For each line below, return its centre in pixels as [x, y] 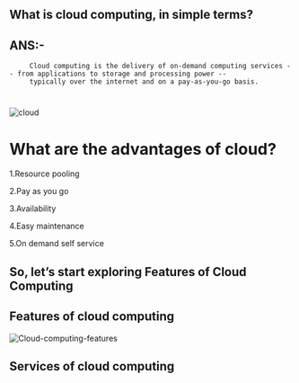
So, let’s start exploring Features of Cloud [128, 272]
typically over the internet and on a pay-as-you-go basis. [144, 82]
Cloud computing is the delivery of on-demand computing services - [160, 67]
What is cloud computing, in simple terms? [132, 15]
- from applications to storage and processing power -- [118, 74]
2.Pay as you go [39, 191]
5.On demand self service [57, 244]
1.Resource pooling [44, 174]
